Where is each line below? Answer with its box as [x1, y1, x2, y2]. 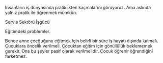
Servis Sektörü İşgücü [5, 19, 50, 25]
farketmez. [5, 53, 27, 59]
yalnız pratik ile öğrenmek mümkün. [5, 10, 78, 16]
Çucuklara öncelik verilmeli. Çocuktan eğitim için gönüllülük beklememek [5, 43, 153, 48]
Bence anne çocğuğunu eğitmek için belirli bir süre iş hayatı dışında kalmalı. [5, 38, 158, 44]
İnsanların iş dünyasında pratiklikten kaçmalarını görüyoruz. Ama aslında [5, 5, 151, 10]
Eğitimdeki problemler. [5, 29, 51, 34]
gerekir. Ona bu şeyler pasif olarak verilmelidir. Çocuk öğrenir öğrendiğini [5, 48, 153, 54]
